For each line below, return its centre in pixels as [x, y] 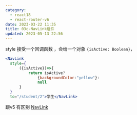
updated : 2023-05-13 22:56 [34, 34]
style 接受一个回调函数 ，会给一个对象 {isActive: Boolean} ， [70, 49]
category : [16, 10]
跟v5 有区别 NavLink [27, 107]
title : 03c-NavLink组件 [30, 29]
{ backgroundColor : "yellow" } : [69, 78]
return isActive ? [47, 73]
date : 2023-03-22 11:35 [31, 24]
